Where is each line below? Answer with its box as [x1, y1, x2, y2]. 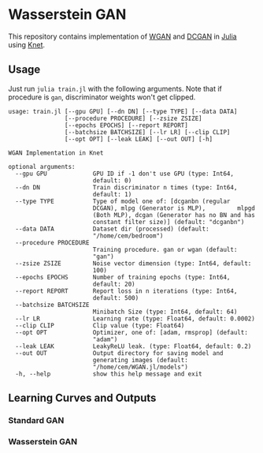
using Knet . [8, 39, 46, 49]
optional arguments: [8, 163, 76, 170]
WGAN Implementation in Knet [8, 148, 104, 157]
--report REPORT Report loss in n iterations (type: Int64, [15, 286, 238, 295]
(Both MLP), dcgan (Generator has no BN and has [92, 211, 256, 219]
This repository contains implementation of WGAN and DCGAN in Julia [8, 32, 238, 41]
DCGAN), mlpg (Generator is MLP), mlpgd [92, 204, 256, 212]
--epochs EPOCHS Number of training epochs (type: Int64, [15, 273, 231, 281]
